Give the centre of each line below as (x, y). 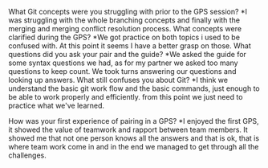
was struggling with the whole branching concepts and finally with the (124, 20)
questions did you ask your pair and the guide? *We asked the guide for (128, 54)
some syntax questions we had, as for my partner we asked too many (123, 63)
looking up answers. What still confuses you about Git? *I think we (118, 80)
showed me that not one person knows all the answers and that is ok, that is (134, 138)
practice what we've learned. (57, 105)
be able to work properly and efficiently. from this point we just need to (126, 97)
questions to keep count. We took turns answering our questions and (122, 71)
